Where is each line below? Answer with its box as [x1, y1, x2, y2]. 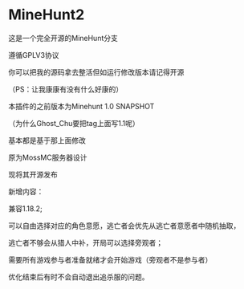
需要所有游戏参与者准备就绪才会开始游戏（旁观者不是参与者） [8, 254, 213, 264]
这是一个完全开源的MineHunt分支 [8, 33, 119, 43]
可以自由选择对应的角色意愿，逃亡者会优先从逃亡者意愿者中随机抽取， [8, 221, 241, 230]
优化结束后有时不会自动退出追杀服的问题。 [8, 271, 149, 282]
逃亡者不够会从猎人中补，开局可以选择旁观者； [8, 238, 163, 247]
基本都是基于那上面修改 [8, 135, 86, 145]
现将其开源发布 [8, 169, 58, 179]
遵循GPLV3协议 [8, 50, 59, 59]
